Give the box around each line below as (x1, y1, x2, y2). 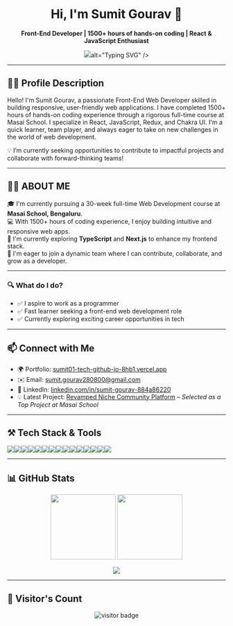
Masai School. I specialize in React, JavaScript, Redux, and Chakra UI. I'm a (7, 118, 223, 126)
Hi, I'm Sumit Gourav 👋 (51, 6, 182, 22)
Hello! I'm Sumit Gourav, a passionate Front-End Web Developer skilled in (7, 96, 217, 104)
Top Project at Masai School (17, 400, 99, 408)
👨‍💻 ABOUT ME (7, 180, 71, 193)
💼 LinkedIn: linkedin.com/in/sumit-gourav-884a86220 (17, 385, 171, 394)
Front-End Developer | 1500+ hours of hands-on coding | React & (21, 29, 212, 37)
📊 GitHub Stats (7, 472, 75, 484)
